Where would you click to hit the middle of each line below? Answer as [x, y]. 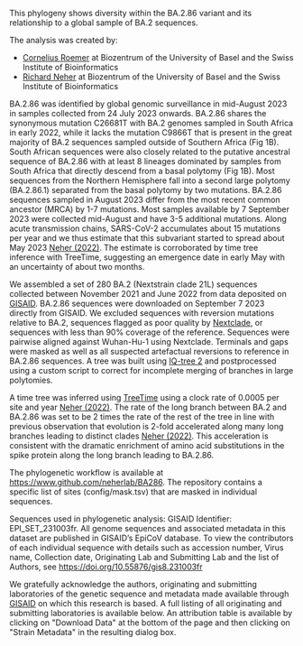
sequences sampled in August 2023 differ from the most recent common [145, 199]
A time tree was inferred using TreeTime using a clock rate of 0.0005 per [144, 397]
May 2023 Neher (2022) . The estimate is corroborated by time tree [134, 248]
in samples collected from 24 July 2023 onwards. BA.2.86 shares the [138, 113]
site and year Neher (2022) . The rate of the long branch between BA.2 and [148, 407]
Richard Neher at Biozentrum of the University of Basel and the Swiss [151, 77]
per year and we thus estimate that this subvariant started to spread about [147, 238]
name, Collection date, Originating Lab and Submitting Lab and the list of [144, 557]
